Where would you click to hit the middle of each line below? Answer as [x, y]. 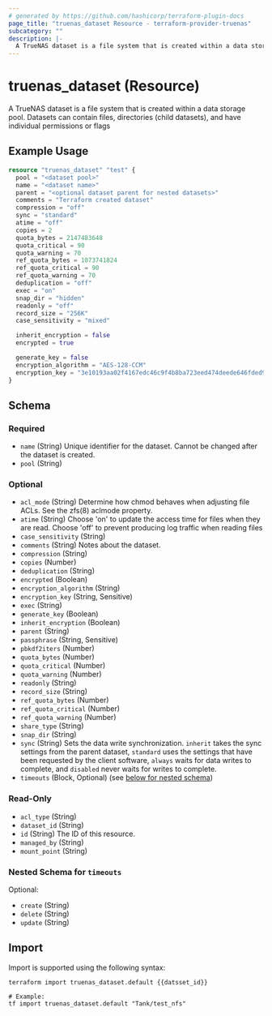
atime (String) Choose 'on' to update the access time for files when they [140, 519]
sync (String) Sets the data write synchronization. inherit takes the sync [141, 744]
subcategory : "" [36, 31]
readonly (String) [48, 683]
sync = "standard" [47, 216]
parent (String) [45, 631]
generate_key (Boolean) [59, 614]
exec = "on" [36, 290]
